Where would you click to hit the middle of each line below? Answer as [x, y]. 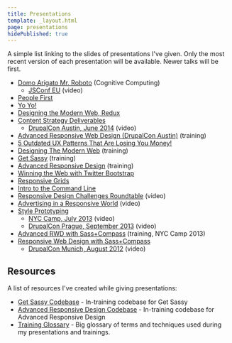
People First [35, 98]
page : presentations [38, 27]
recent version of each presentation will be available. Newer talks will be [113, 62]
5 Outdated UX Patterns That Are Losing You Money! [95, 143]
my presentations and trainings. [64, 332]
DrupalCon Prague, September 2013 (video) [92, 226]
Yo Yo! [27, 105]
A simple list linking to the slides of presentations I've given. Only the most [116, 54]
